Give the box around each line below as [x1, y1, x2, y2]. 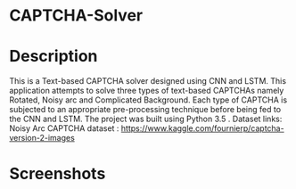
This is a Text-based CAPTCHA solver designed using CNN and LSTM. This [9, 76, 287, 86]
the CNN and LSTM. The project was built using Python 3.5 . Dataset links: [9, 113, 283, 125]
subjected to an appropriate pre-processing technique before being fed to [9, 104, 282, 115]
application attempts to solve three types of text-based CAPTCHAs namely [9, 86, 284, 96]
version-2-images [9, 133, 76, 144]
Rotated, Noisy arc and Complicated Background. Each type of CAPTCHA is [9, 94, 288, 105]
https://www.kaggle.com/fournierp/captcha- [120, 123, 284, 134]
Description [9, 46, 98, 67]
